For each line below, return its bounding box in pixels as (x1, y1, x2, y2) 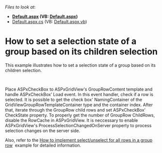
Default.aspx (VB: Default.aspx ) (12, 14, 78, 19)
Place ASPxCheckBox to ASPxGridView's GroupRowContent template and (5, 86, 153, 92)
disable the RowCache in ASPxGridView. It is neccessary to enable (5, 117, 138, 123)
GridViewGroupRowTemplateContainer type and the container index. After (5, 102, 153, 108)
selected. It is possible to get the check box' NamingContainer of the (5, 96, 143, 102)
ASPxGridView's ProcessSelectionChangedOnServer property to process (5, 122, 152, 128)
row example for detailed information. (5, 142, 81, 148)
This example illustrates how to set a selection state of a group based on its (5, 62, 156, 68)
